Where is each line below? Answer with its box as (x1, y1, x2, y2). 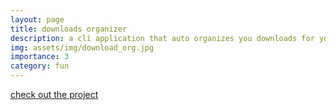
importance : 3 (10, 52, 70, 62)
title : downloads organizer (10, 24, 128, 34)
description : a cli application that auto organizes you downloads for (10, 33, 315, 43)
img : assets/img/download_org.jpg (10, 42, 155, 53)
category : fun (10, 61, 70, 71)
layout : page (10, 14, 65, 25)
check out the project (10, 89, 99, 100)
